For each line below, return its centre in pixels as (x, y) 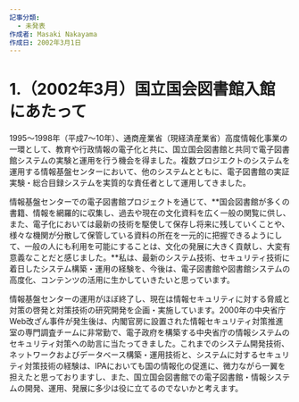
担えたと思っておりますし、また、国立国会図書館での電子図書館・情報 (138, 377)
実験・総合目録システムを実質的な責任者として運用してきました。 (130, 183)
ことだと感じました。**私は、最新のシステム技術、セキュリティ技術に (161, 258)
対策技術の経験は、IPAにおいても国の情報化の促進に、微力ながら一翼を (155, 366)
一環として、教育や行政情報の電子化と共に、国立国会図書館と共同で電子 (142, 149)
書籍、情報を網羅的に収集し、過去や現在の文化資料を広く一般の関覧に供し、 (150, 213)
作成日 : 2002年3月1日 (46, 42)
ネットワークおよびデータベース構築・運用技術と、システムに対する (134, 355)
